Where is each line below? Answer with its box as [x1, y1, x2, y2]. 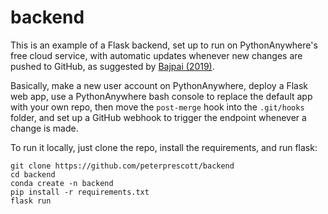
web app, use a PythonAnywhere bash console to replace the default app [10, 90, 313, 102]
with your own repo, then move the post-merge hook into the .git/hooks [10, 101, 305, 113]
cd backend [10, 169, 56, 180]
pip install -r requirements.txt [10, 187, 150, 197]
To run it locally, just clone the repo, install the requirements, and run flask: [10, 141, 318, 153]
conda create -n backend [10, 178, 114, 188]
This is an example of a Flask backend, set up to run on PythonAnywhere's [10, 39, 318, 51]
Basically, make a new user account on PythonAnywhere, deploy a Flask [10, 79, 309, 91]
